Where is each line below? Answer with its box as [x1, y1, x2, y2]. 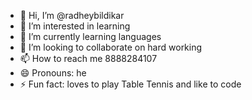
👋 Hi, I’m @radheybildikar [19, 10, 125, 21]
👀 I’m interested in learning [19, 20, 131, 32]
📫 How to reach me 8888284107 [19, 53, 158, 64]
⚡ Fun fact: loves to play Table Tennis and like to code [19, 78, 242, 90]
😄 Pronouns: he [19, 67, 87, 79]
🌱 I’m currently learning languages [19, 31, 162, 42]
